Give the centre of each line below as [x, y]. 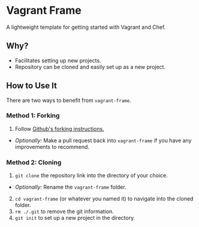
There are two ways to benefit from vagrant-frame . [69, 100]
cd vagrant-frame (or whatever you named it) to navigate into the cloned [104, 199]
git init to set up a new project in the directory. [75, 218]
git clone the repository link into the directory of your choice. [91, 175]
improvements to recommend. [52, 147]
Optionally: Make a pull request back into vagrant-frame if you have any [103, 140]
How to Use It [31, 86]
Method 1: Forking [33, 116]
